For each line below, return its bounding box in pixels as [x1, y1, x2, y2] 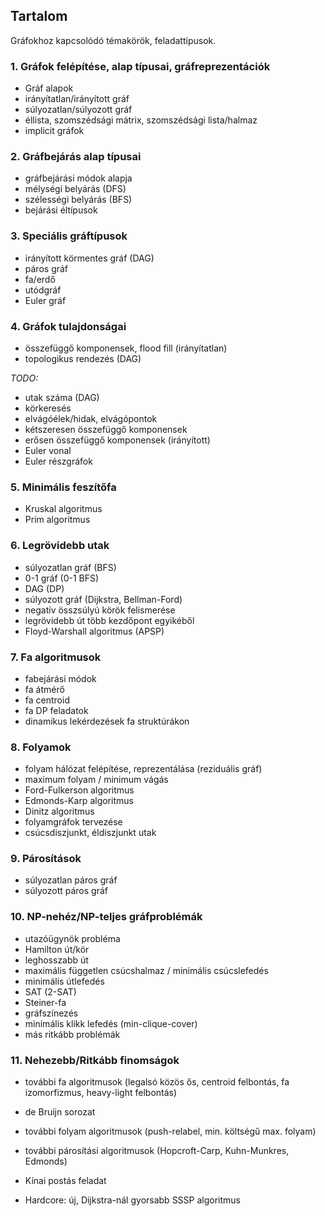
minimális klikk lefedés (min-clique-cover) [24, 1017, 198, 1029]
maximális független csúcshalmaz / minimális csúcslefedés [24, 964, 269, 976]
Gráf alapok [24, 82, 74, 94]
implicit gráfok [24, 125, 85, 137]
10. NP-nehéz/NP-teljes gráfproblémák [10, 910, 203, 924]
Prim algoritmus [24, 514, 91, 526]
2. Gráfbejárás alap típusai [10, 150, 142, 164]
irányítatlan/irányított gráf [24, 93, 130, 105]
